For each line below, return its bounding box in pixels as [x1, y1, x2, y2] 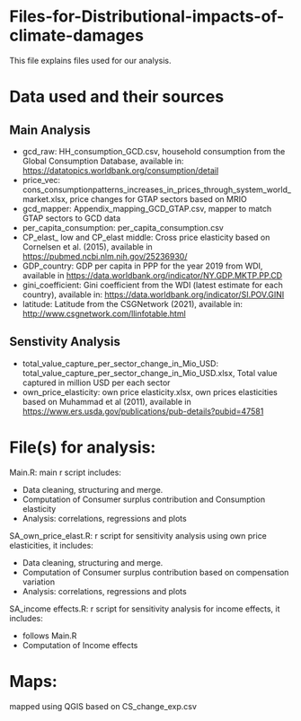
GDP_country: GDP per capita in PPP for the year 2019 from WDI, [22, 260, 263, 271]
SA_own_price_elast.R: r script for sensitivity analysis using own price [9, 530, 268, 541]
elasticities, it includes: [9, 540, 94, 550]
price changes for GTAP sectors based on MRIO [69, 193, 247, 204]
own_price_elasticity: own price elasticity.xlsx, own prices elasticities [22, 386, 279, 397]
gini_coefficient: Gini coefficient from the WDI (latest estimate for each [22, 279, 283, 290]
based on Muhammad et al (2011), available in [22, 396, 191, 407]
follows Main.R [22, 630, 77, 641]
